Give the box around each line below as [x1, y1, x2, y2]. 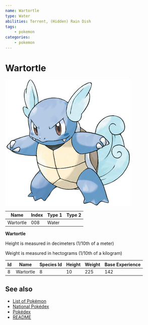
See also [5, 285, 33, 293]
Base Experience [104, 261, 141, 267]
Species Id [39, 261, 62, 267]
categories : [5, 35, 30, 40]
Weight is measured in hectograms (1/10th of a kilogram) [5, 250, 122, 256]
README [12, 314, 32, 320]
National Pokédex [12, 303, 49, 310]
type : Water [5, 13, 30, 19]
